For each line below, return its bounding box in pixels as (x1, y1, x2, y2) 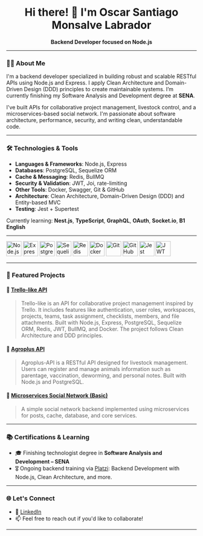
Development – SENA (14, 458, 70, 465)
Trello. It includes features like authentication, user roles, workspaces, (21, 306, 196, 313)
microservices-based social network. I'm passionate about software (6, 110, 176, 117)
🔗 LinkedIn (14, 508, 42, 515)
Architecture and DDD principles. (21, 332, 104, 339)
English (6, 223, 26, 230)
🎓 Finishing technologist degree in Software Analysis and (14, 450, 163, 457)
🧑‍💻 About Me (6, 59, 45, 67)
